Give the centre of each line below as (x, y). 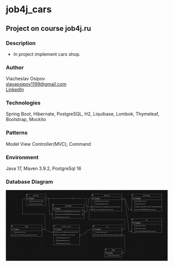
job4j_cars (29, 9)
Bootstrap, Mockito (26, 120)
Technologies (23, 103)
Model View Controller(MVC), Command (49, 144)
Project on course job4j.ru (49, 28)
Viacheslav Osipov (25, 79)
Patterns (17, 133)
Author (15, 67)
